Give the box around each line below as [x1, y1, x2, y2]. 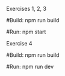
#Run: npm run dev [6, 63, 54, 70]
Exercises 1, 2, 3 [6, 5, 47, 12]
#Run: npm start [6, 28, 46, 35]
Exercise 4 [6, 40, 32, 47]
